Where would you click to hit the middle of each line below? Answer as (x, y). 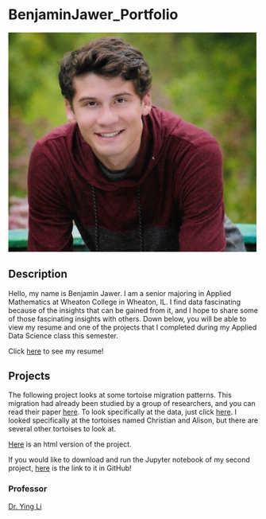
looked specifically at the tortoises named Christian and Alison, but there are (133, 420)
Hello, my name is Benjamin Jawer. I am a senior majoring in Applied (120, 293)
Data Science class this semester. (64, 335)
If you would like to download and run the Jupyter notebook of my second (129, 460)
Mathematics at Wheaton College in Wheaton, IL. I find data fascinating (124, 302)
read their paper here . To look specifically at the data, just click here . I (122, 412)
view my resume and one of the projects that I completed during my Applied (133, 327)
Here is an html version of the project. (70, 444)
